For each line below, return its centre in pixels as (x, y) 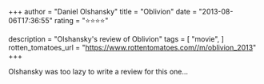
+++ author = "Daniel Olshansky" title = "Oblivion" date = (103, 12)
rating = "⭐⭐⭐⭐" (82, 20)
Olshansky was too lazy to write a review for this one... (98, 72)
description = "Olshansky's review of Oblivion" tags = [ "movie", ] (116, 39)
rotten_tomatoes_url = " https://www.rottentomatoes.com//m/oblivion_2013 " (132, 48)
